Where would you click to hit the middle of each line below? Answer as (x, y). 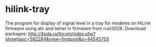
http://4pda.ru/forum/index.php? (62, 33)
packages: (16, 33)
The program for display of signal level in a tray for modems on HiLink (78, 23)
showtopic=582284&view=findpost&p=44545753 (57, 39)
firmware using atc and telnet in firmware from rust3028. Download (75, 28)
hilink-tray (27, 9)
